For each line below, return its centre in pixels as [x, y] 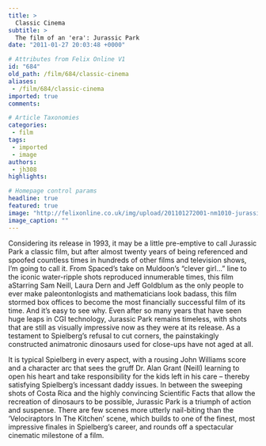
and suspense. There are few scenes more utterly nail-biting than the [121, 410]
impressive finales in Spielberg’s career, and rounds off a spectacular [121, 427]
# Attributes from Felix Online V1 [67, 59]
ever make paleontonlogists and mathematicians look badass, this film [123, 293]
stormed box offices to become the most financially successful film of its [127, 302]
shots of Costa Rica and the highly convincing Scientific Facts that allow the [132, 393]
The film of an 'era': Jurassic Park [78, 38]
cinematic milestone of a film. [56, 435]
